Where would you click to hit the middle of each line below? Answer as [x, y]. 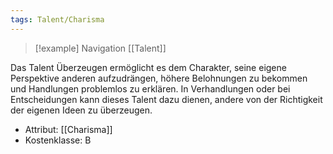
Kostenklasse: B [58, 140]
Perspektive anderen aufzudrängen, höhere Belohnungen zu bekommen [159, 78]
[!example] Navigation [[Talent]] [100, 48]
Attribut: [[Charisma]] [68, 129]
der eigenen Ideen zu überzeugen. [81, 110]
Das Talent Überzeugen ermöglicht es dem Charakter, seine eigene [148, 67]
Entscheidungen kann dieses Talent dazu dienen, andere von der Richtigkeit [166, 99]
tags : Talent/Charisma [57, 19]
